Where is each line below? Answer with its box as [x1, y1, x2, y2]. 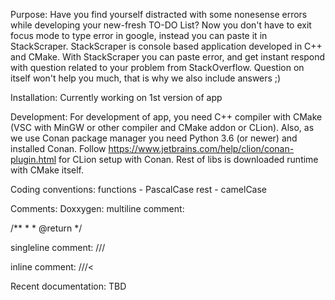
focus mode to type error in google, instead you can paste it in [10, 30, 268, 41]
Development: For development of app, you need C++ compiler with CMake [10, 111, 323, 123]
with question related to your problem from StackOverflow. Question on [10, 62, 305, 73]
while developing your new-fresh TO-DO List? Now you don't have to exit [10, 19, 312, 31]
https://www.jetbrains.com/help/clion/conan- [108, 143, 295, 154]
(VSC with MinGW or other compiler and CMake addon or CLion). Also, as [10, 122, 315, 133]
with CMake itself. [10, 164, 85, 176]
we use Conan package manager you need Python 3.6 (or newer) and [10, 132, 298, 144]
